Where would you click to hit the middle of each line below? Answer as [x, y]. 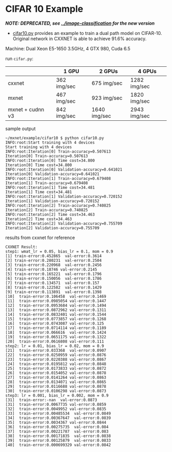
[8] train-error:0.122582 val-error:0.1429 [53, 287]
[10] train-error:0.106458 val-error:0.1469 [56, 296]
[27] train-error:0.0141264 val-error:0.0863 [56, 377]
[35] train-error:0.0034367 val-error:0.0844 [56, 422]
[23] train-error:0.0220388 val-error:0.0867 [56, 359]
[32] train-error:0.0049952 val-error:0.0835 [56, 409]
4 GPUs [147, 71]
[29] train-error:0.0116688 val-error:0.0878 [56, 386]
